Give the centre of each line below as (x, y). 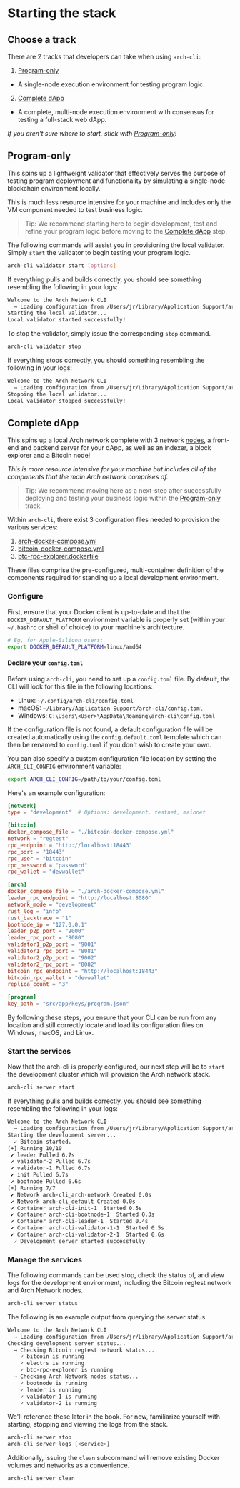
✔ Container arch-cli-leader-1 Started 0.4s (79, 1222)
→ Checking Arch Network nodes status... (76, 1377)
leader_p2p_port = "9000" (46, 931)
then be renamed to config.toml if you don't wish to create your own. (110, 744)
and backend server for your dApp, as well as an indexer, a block (116, 448)
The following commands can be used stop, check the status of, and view (116, 1275)
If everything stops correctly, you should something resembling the (106, 360)
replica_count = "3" (38, 984)
